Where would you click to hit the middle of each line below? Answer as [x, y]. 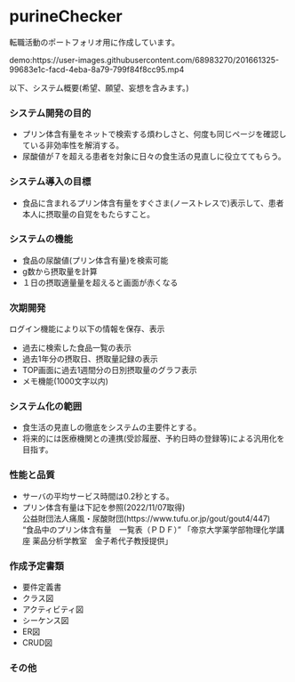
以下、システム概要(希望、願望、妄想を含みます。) [99, 87]
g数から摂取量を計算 [60, 271]
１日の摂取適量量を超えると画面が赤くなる [100, 282]
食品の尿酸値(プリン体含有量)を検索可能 [95, 260]
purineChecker [66, 16]
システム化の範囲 [46, 407]
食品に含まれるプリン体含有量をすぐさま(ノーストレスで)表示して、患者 [153, 203]
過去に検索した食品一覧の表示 [76, 348]
